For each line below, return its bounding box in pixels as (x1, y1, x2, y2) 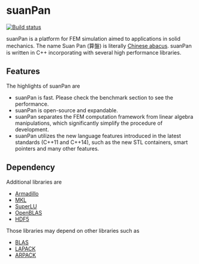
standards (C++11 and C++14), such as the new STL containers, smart (14, 139, 188, 146)
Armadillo (14, 190, 39, 197)
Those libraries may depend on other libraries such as (6, 227, 140, 234)
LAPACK (14, 245, 36, 252)
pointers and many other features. (14, 145, 99, 152)
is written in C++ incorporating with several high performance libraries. (6, 49, 182, 56)
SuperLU (14, 202, 37, 210)
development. (14, 125, 49, 133)
